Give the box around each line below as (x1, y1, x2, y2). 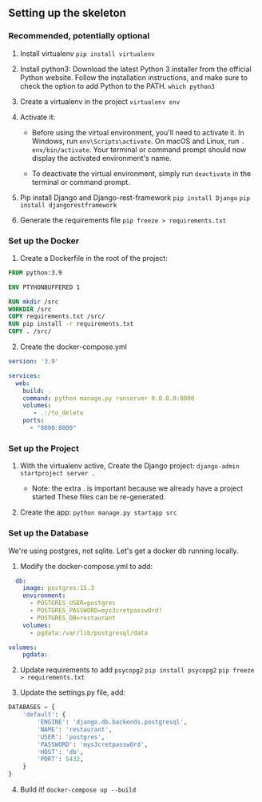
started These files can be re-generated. (31, 492, 166, 502)
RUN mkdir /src (8, 298, 59, 306)
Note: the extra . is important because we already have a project (31, 483, 244, 493)
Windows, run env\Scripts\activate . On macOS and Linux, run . (31, 136, 245, 146)
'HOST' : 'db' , (37, 748, 84, 756)
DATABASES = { (8, 704, 56, 712)
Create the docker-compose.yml (19, 342, 128, 351)
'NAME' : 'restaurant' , (37, 725, 113, 733)
